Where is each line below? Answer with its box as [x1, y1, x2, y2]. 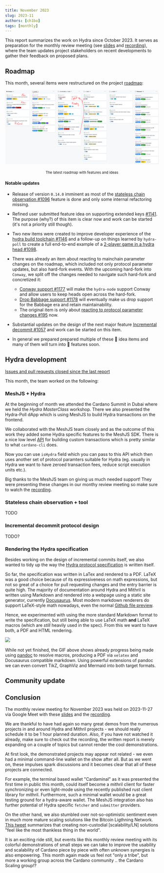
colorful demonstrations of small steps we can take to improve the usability [5, 842, 156, 848]
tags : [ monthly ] [5, 23, 38, 28]
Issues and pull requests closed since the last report [5, 368, 110, 374]
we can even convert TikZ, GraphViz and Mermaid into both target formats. [5, 662, 156, 668]
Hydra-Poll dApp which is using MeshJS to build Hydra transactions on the [5, 412, 156, 417]
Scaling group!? [5, 863, 37, 869]
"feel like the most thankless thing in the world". [5, 827, 101, 833]
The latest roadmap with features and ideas [45, 170, 119, 175]
